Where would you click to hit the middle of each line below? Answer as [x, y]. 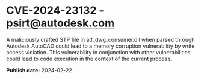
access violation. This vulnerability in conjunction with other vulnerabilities [98, 52]
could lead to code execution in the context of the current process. [89, 59]
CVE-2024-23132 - [55, 10]
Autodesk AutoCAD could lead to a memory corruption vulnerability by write [100, 46]
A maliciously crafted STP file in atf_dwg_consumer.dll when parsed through [100, 39]
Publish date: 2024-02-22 [39, 70]
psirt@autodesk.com [60, 23]
